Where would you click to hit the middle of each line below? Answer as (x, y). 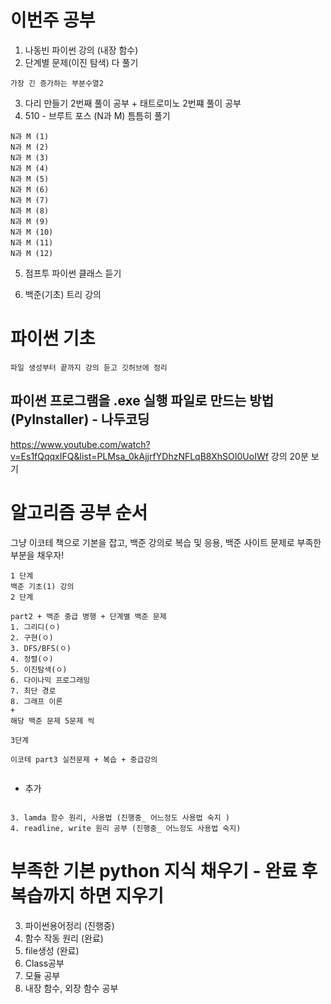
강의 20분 (289, 456)
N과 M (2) (30, 147)
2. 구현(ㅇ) (32, 637)
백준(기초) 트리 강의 (63, 294)
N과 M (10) (32, 232)
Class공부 (44, 963)
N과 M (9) (30, 221)
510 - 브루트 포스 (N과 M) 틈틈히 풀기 (97, 115)
